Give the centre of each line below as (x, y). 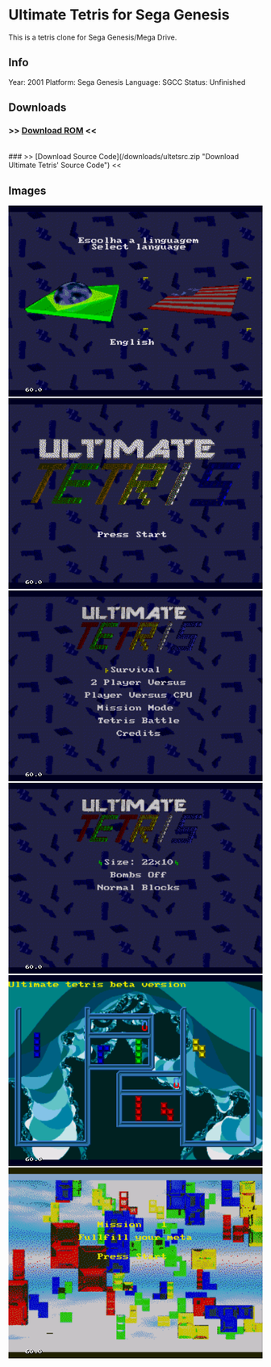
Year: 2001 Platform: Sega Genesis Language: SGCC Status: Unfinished (127, 82)
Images (27, 190)
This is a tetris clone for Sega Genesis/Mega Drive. (93, 37)
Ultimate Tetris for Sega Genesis (119, 15)
